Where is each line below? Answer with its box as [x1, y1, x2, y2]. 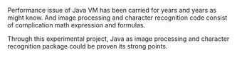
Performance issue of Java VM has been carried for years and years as [7, 6, 217, 14]
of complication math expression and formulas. [7, 21, 146, 29]
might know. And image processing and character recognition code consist [7, 13, 228, 22]
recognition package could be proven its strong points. [7, 42, 169, 50]
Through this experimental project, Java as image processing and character [7, 34, 230, 43]
